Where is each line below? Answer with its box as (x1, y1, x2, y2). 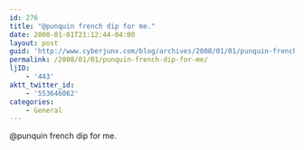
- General (25, 106, 63, 115)
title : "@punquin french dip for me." (9, 22, 156, 31)
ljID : (9, 64, 30, 73)
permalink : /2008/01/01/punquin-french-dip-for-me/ (9, 55, 208, 64)
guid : (9, 47, 30, 56)
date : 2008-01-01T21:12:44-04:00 (9, 30, 136, 39)
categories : (9, 97, 54, 107)
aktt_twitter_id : (9, 80, 75, 89)
